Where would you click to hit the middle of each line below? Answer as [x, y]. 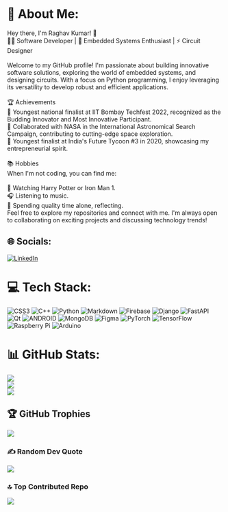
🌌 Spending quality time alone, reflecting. [65, 205]
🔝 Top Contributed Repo [48, 487]
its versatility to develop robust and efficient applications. [88, 87]
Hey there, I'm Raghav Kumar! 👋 [52, 33]
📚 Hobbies [23, 163]
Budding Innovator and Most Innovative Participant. [79, 119]
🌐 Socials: [29, 242]
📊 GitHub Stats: [54, 354]
